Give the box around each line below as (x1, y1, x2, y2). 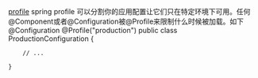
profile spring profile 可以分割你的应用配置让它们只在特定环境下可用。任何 (8, 7, 251, 16)
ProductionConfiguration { (8, 34, 94, 43)
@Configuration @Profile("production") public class (8, 26, 178, 35)
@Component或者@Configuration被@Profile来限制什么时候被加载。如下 (8, 17, 245, 26)
